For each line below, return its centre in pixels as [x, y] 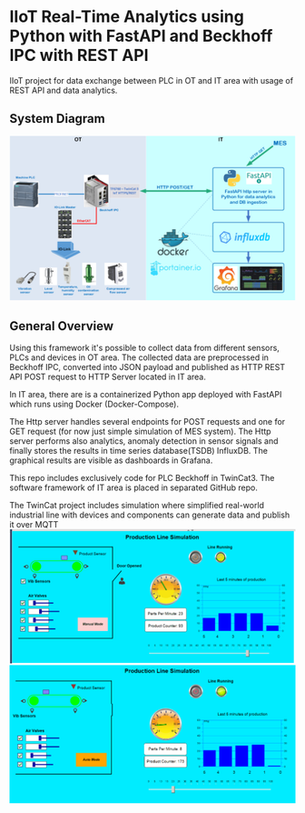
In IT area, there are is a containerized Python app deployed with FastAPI [146, 394]
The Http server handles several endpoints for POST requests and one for [148, 421]
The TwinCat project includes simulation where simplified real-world [137, 505]
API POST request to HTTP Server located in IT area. [108, 376]
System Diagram [58, 119]
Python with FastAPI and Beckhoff [141, 36]
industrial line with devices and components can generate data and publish [150, 515]
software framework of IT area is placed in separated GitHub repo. [134, 487]
